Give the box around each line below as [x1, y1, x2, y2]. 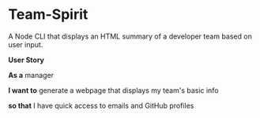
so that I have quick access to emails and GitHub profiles [8, 101, 194, 110]
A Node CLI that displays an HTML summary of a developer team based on [8, 31, 253, 41]
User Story [8, 55, 45, 65]
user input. [8, 39, 43, 49]
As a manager [8, 70, 54, 79]
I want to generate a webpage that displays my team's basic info [8, 85, 219, 95]
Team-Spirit [8, 6, 89, 24]
